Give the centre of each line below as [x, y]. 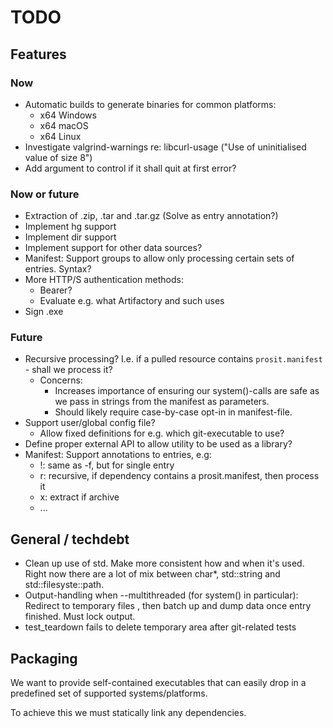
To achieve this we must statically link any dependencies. [128, 713]
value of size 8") [58, 157]
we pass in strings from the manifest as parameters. [162, 402]
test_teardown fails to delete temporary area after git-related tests [160, 627]
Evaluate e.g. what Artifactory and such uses [132, 301]
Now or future [45, 194]
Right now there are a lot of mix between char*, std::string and [152, 574]
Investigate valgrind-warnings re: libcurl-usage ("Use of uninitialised [165, 147]
